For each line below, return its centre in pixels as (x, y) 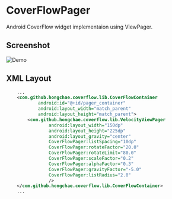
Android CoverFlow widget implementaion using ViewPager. (79, 27)
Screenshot (28, 45)
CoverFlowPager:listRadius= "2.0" (90, 175)
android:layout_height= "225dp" (87, 131)
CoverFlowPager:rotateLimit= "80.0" (92, 153)
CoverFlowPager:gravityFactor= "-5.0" (95, 169)
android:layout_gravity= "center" (90, 136)
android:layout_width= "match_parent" (85, 109)
